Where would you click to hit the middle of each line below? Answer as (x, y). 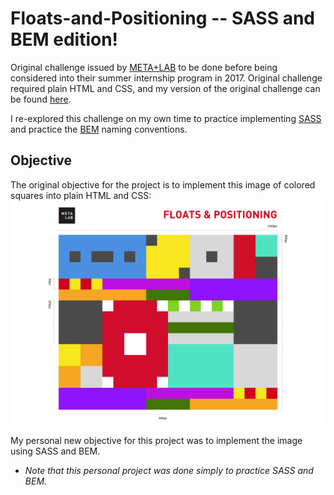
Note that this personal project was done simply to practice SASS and (169, 471)
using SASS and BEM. (55, 451)
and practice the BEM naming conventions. (99, 129)
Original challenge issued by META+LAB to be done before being (144, 67)
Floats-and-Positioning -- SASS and (162, 18)
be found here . (41, 99)
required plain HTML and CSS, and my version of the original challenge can (165, 88)
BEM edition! (64, 39)
